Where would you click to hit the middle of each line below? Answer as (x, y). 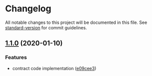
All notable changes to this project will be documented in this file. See (76, 22)
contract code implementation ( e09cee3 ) (54, 68)
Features (16, 58)
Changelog (28, 9)
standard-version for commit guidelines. (46, 27)
